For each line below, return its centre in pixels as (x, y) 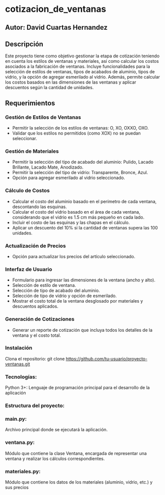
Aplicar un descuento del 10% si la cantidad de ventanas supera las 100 (85, 227)
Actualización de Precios (35, 246)
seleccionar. (25, 138)
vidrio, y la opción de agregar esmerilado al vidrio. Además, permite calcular (82, 77)
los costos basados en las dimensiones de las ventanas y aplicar (71, 82)
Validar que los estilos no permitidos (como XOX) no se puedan (77, 133)
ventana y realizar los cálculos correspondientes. (55, 458)
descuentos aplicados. (35, 306)
